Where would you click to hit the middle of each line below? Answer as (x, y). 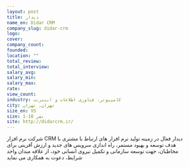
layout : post (23, 12)
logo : (13, 34)
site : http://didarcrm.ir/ (40, 122)
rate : (13, 89)
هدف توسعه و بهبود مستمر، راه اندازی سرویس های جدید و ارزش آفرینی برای (92, 145)
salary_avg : (21, 72)
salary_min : (21, 78)
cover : (15, 39)
